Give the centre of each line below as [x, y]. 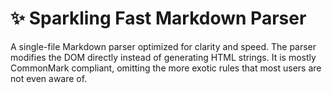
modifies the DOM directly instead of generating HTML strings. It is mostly [163, 57]
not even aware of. [49, 78]
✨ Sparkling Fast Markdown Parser [158, 18]
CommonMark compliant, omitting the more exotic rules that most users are [166, 68]
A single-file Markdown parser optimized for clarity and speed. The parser [163, 46]
